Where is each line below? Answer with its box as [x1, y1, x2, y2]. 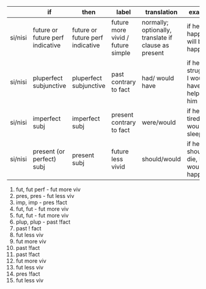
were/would [141, 119, 176, 126]
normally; [141, 18, 169, 26]
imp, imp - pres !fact [15, 199, 68, 206]
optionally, [141, 26, 172, 34]
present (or [32, 147, 65, 155]
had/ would [141, 74, 174, 82]
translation [145, 8, 178, 16]
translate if [141, 34, 173, 42]
